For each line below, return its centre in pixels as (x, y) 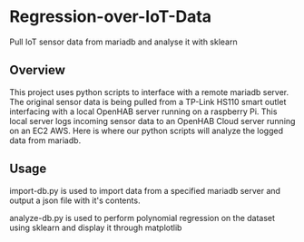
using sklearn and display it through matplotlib (96, 227)
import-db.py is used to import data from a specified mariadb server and (145, 190)
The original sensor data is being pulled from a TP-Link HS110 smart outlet (148, 102)
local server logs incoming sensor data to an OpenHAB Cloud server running (152, 121)
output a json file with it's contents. (75, 200)
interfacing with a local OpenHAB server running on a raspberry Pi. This (143, 111)
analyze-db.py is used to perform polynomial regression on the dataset (142, 218)
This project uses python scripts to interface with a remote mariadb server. (149, 92)
